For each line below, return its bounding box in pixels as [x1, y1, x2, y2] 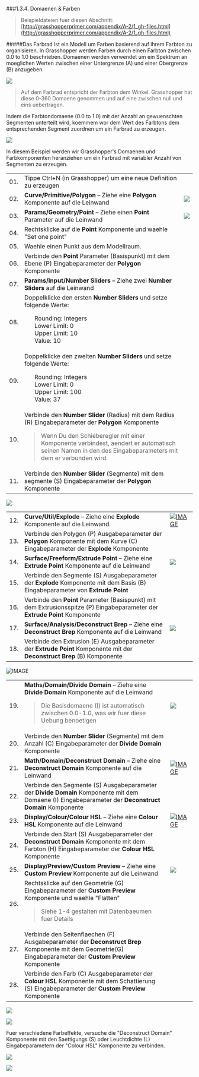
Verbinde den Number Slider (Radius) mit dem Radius [24, 411, 175, 419]
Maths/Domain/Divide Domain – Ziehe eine [24, 681, 147, 688]
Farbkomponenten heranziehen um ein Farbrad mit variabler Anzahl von [6, 154, 182, 161]
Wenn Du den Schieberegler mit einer [41, 432, 145, 440]
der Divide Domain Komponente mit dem [24, 788, 139, 797]
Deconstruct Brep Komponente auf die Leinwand [24, 628, 162, 636]
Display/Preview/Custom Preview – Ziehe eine [24, 862, 156, 870]
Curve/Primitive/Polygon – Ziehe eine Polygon [24, 191, 156, 199]
